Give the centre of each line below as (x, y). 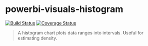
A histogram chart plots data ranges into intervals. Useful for (81, 32)
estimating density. (37, 38)
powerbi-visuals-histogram (64, 9)
